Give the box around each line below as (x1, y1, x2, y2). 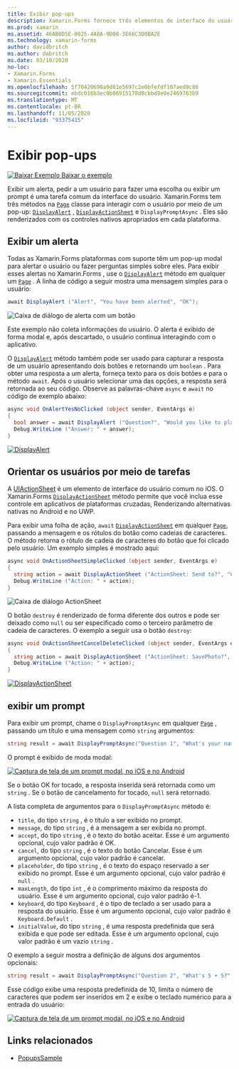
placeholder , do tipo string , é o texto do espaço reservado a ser (17, 861, 210, 869)
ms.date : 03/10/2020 (7, 57, 69, 64)
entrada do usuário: (7, 1000, 65, 1008)
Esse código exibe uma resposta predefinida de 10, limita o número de (7, 985, 213, 993)
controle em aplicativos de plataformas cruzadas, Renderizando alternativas (7, 500, 231, 508)
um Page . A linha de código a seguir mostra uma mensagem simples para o (7, 277, 228, 286)
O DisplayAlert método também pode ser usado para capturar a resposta (7, 354, 224, 363)
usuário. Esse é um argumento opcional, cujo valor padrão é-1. (17, 892, 201, 900)
